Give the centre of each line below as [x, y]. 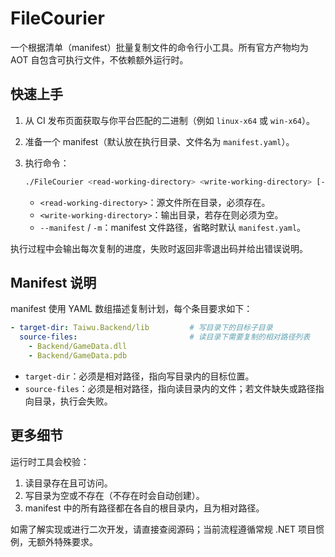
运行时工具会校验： [50, 461]
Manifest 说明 [53, 283]
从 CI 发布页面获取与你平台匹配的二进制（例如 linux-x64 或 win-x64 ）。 [170, 120]
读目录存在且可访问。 [68, 483]
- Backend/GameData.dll [78, 347]
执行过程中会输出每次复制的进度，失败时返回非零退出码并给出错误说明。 [159, 248]
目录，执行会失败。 [73, 401]
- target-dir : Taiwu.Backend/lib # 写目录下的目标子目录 [141, 328]
